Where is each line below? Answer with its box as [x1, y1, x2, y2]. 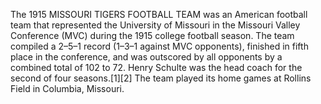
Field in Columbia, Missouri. [10, 83, 125, 94]
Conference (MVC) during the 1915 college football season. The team [10, 30, 295, 41]
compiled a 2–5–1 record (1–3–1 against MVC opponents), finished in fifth [10, 40, 309, 52]
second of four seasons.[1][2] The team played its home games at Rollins [10, 72, 312, 84]
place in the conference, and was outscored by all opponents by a [10, 51, 283, 63]
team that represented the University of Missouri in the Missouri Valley [10, 19, 301, 31]
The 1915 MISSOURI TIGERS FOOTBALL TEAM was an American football [10, 9, 308, 20]
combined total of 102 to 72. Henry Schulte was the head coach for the [10, 62, 303, 73]
